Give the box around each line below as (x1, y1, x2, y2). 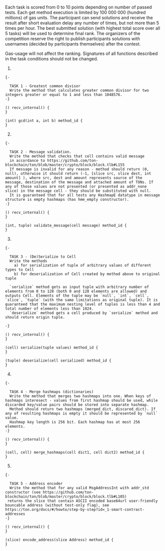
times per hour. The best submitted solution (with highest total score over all (5, 25, 161, 31)
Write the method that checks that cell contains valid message (9, 154, 145, 159)
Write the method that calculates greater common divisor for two (9, 88, 149, 93)
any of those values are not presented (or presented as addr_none (5, 184, 147, 189)
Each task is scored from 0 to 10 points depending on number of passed (5, 4, 152, 10)
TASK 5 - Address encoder (9, 481, 63, 486)
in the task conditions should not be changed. (5, 56, 98, 61)
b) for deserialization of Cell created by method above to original (14, 272, 161, 276)
